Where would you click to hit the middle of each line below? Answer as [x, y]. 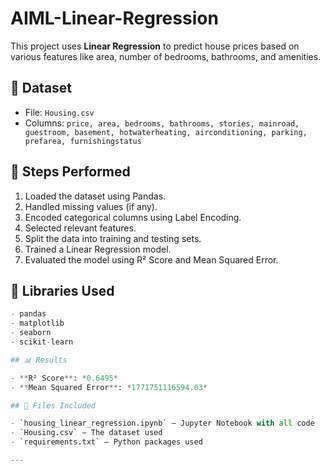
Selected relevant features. [80, 228]
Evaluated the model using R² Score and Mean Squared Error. [151, 259]
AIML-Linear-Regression [114, 18]
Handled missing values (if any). [91, 206]
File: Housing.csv [59, 112]
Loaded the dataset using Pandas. [95, 196]
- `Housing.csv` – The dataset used [86, 433]
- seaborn [31, 333]
